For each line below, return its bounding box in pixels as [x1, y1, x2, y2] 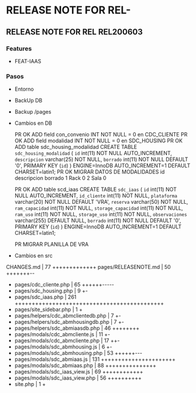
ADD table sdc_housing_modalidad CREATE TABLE [14, 143, 137, 151]
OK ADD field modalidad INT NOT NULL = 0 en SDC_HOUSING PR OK [14, 137, 183, 144]
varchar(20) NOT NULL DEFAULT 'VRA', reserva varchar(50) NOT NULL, [14, 199, 188, 206]
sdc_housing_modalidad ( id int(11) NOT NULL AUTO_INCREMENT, [14, 150, 173, 157]
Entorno [14, 86, 34, 93]
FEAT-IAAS [14, 57, 42, 64]
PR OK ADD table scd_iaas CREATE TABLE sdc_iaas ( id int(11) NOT [14, 186, 177, 193]
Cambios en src [14, 252, 53, 259]
